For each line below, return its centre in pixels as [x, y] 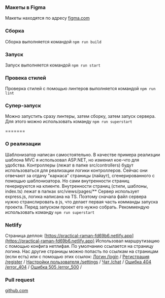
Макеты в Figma [25, 7]
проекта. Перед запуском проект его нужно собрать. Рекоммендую [77, 207]
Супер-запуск [23, 106]
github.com [17, 291]
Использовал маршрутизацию [128, 241]
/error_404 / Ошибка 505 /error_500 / [44, 267]
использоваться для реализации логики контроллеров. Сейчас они [76, 170]
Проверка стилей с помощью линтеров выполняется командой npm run [81, 89]
